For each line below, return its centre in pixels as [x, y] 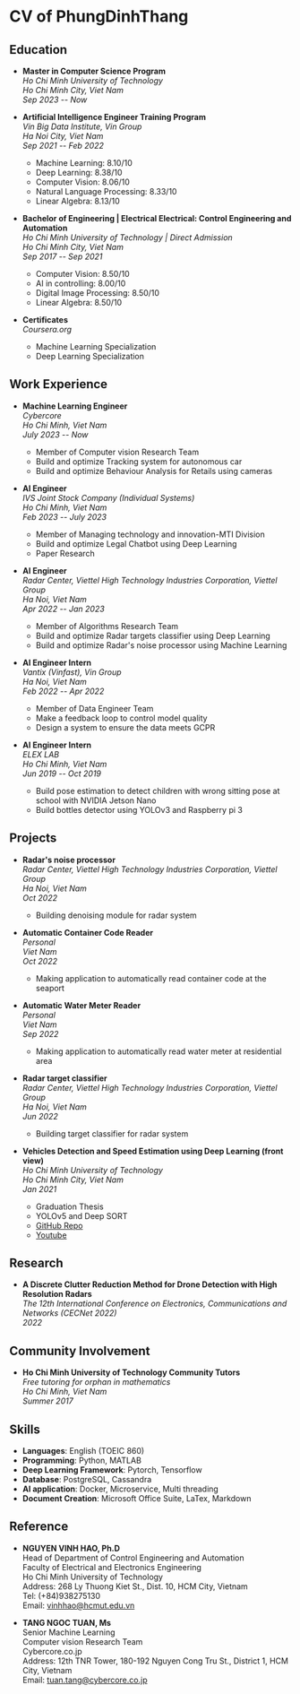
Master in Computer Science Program [94, 71]
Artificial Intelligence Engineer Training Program [114, 117]
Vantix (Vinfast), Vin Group [72, 672]
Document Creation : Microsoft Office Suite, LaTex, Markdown [137, 1499]
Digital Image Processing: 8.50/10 [97, 293]
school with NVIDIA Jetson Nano [96, 800]
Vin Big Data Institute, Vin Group [82, 126]
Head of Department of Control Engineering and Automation [133, 1558]
